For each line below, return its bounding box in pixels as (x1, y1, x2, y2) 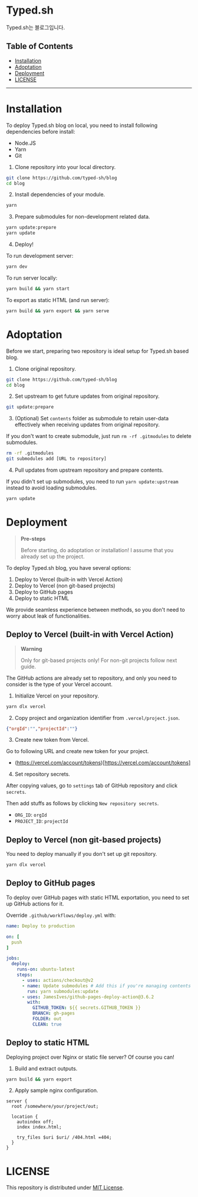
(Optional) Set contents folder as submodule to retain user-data (14, 415, 169, 422)
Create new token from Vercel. (14, 737, 90, 744)
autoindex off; (16, 1119, 54, 1125)
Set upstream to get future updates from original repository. (14, 392, 160, 400)
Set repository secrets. (14, 771, 71, 778)
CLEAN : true (32, 1021, 62, 1027)
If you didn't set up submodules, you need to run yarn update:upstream (6, 478, 179, 485)
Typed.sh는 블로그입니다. (6, 24, 65, 31)
